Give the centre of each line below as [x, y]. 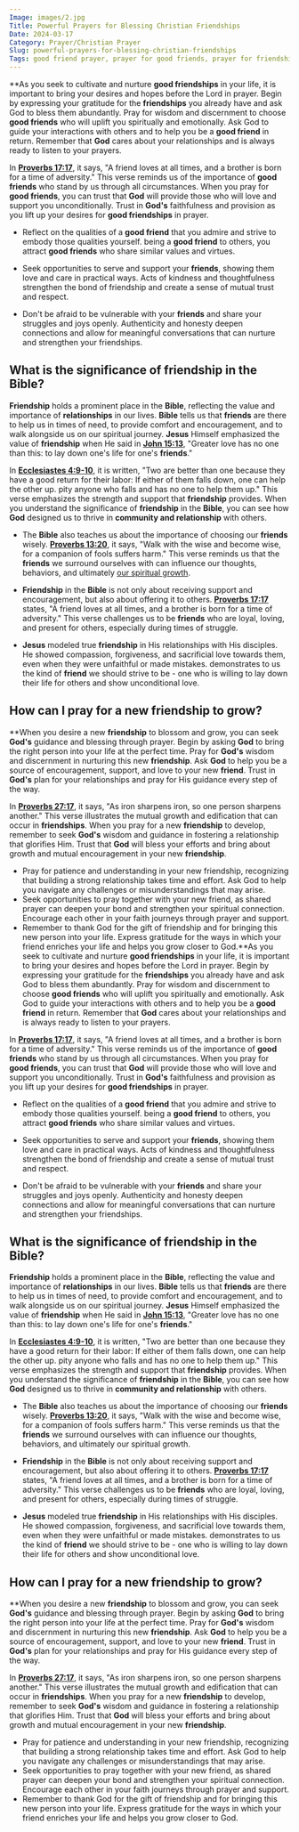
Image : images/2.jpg [48, 17]
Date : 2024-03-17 [41, 34]
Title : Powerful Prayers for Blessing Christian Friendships [125, 26]
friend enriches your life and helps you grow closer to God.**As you [148, 946]
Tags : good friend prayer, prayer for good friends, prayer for [131, 59]
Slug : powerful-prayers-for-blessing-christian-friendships [123, 51]
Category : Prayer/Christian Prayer [75, 42]
